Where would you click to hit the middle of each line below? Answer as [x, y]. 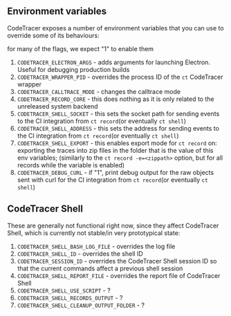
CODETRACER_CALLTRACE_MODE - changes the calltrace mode [99, 91]
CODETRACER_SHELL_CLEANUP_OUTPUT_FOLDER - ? [81, 305]
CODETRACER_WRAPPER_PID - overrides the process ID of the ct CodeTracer [120, 77]
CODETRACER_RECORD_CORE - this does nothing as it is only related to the [115, 99]
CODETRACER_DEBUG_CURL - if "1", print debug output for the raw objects [115, 172]
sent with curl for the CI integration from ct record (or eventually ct [113, 180]
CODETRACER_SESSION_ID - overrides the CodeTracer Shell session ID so [117, 261]
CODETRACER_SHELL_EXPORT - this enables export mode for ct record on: [117, 143]
